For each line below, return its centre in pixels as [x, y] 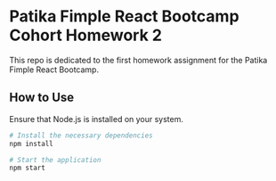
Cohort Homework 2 [86, 35]
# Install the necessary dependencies [81, 136]
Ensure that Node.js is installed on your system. [97, 119]
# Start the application [55, 160]
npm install [31, 144]
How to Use [42, 98]
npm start [28, 168]
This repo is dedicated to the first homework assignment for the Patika [138, 60]
